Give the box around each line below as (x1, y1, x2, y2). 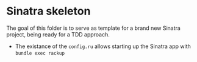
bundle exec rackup (15, 50, 65, 56)
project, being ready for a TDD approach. (6, 30, 110, 38)
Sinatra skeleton (6, 4, 91, 18)
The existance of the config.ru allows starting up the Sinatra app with (15, 43, 191, 50)
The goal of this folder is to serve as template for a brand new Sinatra (6, 24, 181, 32)
